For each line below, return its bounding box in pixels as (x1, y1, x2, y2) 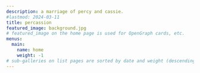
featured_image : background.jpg (6, 25, 86, 31)
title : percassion (6, 19, 52, 25)
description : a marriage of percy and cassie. (6, 8, 124, 15)
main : (11, 42, 26, 48)
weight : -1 (17, 52, 44, 58)
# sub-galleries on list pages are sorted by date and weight (6, 58, 164, 64)
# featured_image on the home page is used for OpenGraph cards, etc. (6, 31, 185, 36)
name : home (17, 47, 44, 53)
